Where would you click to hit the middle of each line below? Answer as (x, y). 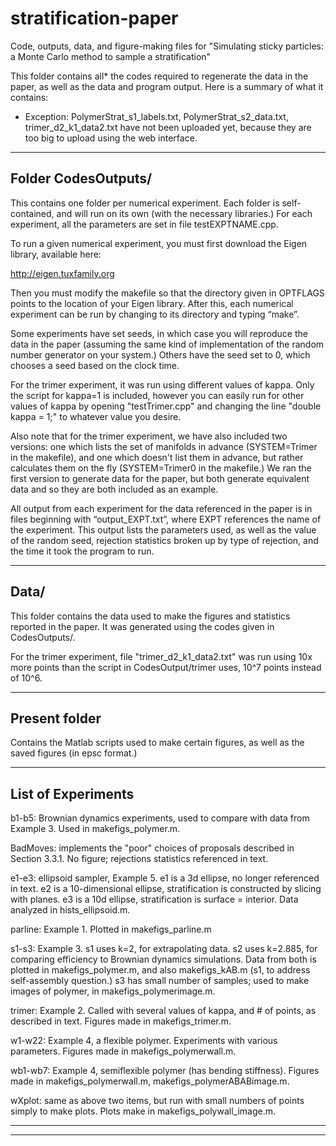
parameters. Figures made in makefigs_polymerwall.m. (123, 1051)
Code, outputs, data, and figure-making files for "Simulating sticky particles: (167, 46)
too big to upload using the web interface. (111, 138)
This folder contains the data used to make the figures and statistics (150, 616)
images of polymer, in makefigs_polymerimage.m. (113, 991)
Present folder (56, 718)
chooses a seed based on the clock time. (95, 365)
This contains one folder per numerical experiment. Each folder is (145, 203)
